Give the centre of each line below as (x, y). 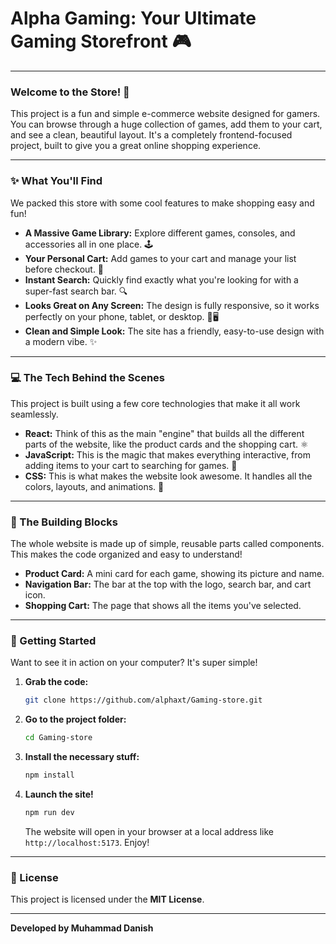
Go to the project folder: (75, 719)
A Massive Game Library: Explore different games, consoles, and (160, 233)
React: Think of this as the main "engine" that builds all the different (164, 433)
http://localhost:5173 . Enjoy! (87, 842)
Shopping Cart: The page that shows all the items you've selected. (163, 606)
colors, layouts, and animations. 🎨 (94, 486)
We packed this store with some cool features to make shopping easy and (162, 203)
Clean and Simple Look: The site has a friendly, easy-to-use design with (174, 331)
